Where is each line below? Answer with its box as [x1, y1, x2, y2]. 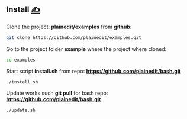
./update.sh [6, 107, 36, 114]
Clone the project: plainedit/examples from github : [6, 23, 132, 30]
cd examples [6, 57, 36, 63]
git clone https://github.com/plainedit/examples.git [6, 34, 142, 40]
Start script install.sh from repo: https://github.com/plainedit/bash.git [6, 67, 181, 75]
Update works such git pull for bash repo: [6, 89, 108, 97]
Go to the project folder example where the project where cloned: [6, 45, 167, 52]
